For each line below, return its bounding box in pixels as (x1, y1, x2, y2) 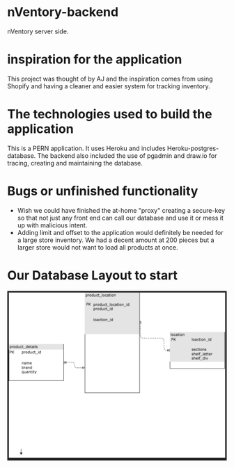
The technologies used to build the (7, 106, 212, 122)
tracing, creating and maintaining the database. (7, 159, 143, 167)
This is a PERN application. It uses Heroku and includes (7, 144, 166, 152)
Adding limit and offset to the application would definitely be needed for (17, 228, 224, 236)
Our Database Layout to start (7, 267, 178, 283)
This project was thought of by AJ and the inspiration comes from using (7, 74, 214, 83)
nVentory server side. (7, 27, 69, 35)
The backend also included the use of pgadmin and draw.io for (37, 151, 217, 160)
